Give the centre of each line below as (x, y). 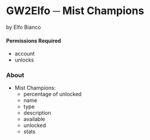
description (37, 113)
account (25, 54)
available (34, 119)
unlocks (24, 60)
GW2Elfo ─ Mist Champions (75, 11)
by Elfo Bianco (24, 27)
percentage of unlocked (52, 94)
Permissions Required (34, 41)
